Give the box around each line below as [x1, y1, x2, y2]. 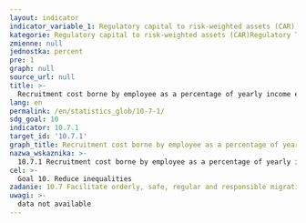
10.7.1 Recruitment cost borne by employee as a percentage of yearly [17, 157, 291, 167]
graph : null [9, 65, 55, 74]
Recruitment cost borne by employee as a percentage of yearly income [17, 89, 291, 98]
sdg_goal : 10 [9, 115, 59, 124]
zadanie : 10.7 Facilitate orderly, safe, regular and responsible [9, 183, 267, 192]
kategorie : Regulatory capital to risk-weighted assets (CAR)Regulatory [9, 30, 291, 39]
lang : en [9, 97, 43, 107]
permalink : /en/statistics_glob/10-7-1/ [9, 106, 166, 116]
